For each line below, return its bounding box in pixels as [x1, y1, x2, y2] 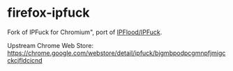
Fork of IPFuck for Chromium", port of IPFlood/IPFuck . [7, 28, 163, 36]
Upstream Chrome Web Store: [7, 41, 94, 49]
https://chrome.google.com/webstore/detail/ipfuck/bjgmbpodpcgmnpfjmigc [7, 49, 226, 57]
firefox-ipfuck [7, 5, 90, 21]
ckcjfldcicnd [7, 56, 43, 64]
